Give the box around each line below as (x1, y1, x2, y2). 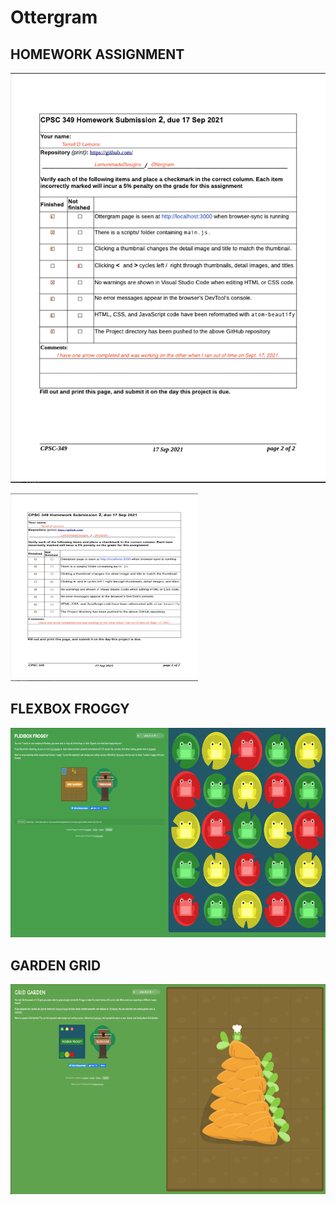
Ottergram (10, 6, 98, 29)
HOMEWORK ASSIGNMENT (10, 46, 185, 63)
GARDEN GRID (10, 957, 102, 974)
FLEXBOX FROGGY (10, 701, 130, 718)
